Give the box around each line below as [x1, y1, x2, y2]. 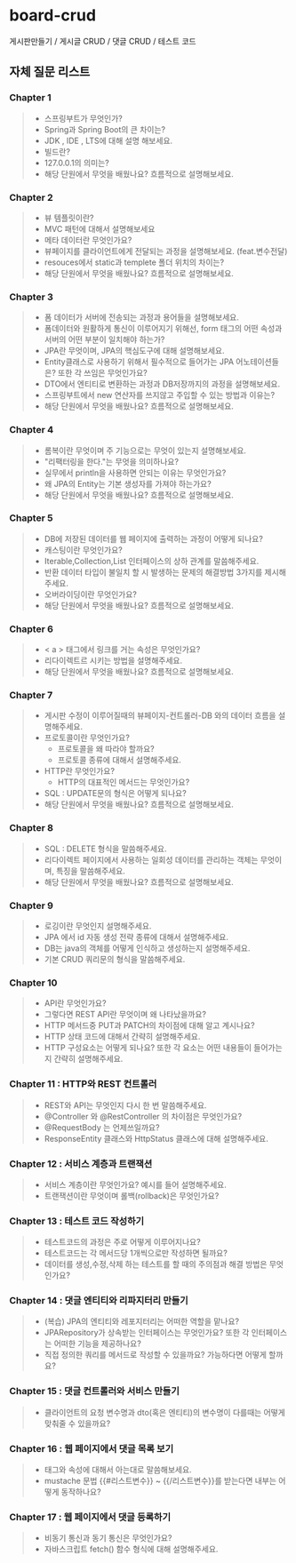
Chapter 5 [9, 512, 53, 524]
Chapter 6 [9, 623, 53, 635]
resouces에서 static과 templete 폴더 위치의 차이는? [44, 257, 225, 267]
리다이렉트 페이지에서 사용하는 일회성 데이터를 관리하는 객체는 [44, 854, 259, 865]
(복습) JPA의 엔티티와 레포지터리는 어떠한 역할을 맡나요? [44, 1316, 240, 1327]
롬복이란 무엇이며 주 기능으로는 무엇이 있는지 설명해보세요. [44, 445, 247, 456]
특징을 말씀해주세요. [56, 865, 126, 876]
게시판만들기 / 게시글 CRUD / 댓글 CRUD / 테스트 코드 [9, 36, 197, 46]
